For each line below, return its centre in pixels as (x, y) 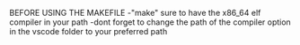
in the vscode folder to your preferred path (88, 31)
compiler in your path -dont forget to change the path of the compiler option (150, 22)
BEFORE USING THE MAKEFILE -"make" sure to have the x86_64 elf (135, 13)
